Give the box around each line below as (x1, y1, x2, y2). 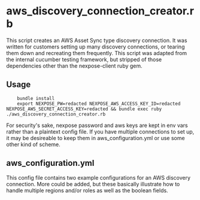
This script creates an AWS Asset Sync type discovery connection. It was (6, 37, 187, 44)
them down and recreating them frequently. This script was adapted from (6, 49, 187, 56)
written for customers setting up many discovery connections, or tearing (6, 43, 185, 50)
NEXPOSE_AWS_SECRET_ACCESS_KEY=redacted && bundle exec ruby (6, 106, 162, 112)
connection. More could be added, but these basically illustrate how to (6, 180, 180, 187)
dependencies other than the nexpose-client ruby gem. (6, 62, 143, 69)
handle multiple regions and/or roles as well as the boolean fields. (6, 187, 169, 194)
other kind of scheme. (6, 141, 61, 148)
